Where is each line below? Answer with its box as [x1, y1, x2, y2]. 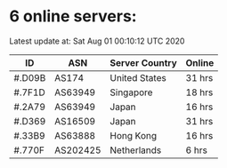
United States [109, 71, 166, 84]
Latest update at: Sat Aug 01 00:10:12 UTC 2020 [9, 36, 185, 46]
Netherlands [109, 144, 162, 156]
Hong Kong [109, 129, 158, 141]
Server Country [109, 56, 178, 68]
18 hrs [185, 86, 214, 99]
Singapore [109, 86, 153, 99]
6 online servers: [9, 6, 137, 27]
